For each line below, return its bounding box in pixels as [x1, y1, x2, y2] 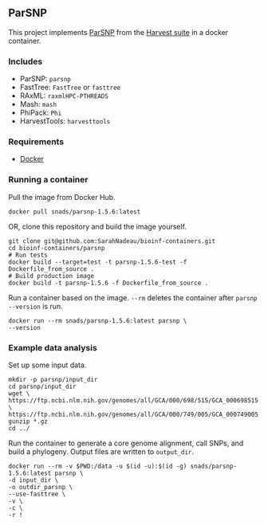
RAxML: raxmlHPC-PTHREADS [19, 91, 109, 100]
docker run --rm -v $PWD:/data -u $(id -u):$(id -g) [8, 462, 187, 470]
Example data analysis [8, 342, 97, 353]
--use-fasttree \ [8, 490, 66, 498]
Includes [8, 56, 43, 67]
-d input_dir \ [8, 476, 59, 484]
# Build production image [8, 272, 94, 280]
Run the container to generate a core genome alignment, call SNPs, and [8, 438, 244, 448]
